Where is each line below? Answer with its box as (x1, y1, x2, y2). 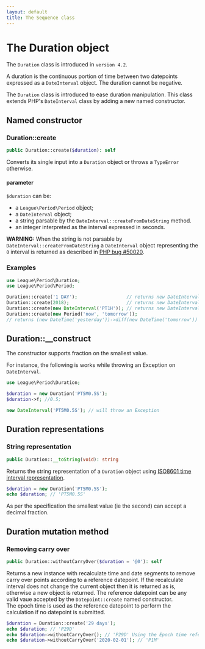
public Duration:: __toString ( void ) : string (6, 456, 119, 463)
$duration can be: (6, 193, 52, 200)
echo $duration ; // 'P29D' (6, 626, 75, 632)
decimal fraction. (6, 509, 49, 516)
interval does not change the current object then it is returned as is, (6, 583, 176, 590)
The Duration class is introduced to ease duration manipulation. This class (6, 91, 193, 98)
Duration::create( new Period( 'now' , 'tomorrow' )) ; (6, 311, 138, 317)
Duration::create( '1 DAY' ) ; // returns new (6, 294, 165, 300)
